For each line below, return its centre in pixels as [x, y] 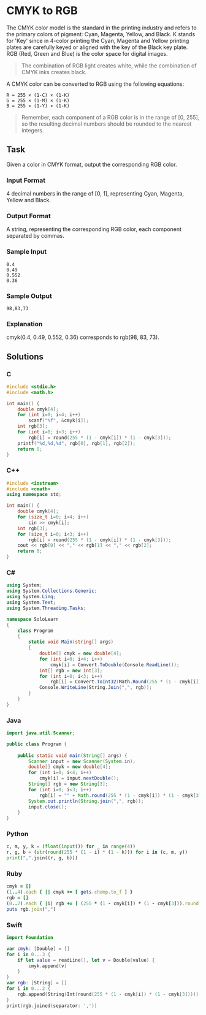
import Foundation [30, 938]
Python [17, 834]
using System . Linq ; [31, 597]
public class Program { [37, 744]
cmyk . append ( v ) [48, 966]
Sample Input [27, 252]
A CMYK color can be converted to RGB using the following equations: [95, 84]
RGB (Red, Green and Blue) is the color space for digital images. [87, 53]
